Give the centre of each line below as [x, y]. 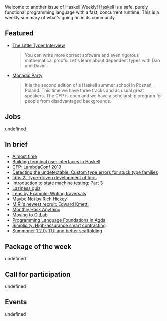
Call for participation [38, 274]
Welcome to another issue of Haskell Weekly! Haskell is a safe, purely [77, 7]
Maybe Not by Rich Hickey [40, 199]
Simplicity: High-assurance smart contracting [59, 225]
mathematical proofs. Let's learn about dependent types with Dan [92, 60]
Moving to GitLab [30, 215]
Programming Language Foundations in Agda [59, 220]
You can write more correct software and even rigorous [82, 55]
